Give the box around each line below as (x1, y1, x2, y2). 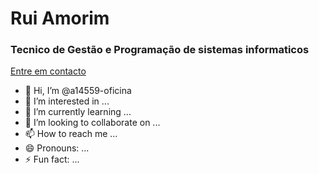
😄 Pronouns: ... (24, 142, 90, 154)
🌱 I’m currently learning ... (24, 106, 132, 118)
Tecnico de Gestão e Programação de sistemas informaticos (10, 43, 310, 57)
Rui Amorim (10, 7, 110, 30)
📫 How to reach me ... (24, 128, 118, 140)
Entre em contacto (10, 65, 87, 77)
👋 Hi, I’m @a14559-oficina (24, 85, 132, 97)
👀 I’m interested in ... (24, 95, 110, 107)
